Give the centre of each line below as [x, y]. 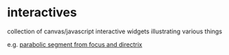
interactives [42, 13]
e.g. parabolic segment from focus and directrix [75, 44]
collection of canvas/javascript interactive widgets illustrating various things [115, 31]
